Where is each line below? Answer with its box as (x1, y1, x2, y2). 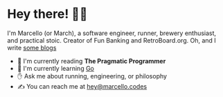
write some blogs (7, 43, 57, 52)
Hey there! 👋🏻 (7, 6, 88, 22)
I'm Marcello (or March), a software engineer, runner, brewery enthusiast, (7, 29, 217, 37)
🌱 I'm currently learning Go (17, 64, 95, 72)
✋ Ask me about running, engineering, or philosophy (17, 72, 168, 80)
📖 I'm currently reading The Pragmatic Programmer (17, 56, 166, 65)
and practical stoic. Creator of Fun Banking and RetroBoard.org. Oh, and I (7, 36, 216, 44)
